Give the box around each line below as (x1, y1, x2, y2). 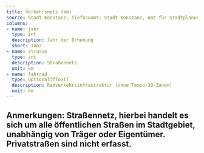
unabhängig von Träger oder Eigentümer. (6, 129, 166, 140)
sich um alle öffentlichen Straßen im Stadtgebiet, (6, 120, 195, 131)
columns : (6, 20, 29, 26)
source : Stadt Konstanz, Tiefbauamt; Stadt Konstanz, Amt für (6, 15, 167, 21)
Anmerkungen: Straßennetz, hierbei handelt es (6, 110, 189, 121)
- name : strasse (6, 49, 47, 55)
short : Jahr (12, 43, 42, 49)
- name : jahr (6, 25, 39, 32)
